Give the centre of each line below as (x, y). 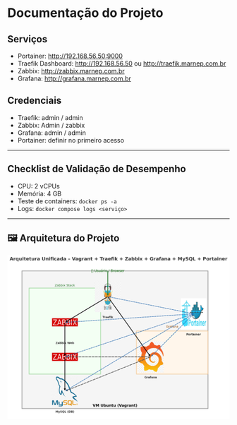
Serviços (28, 39)
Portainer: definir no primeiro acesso (71, 140)
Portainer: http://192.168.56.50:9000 (70, 56)
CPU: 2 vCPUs (38, 186)
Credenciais (35, 101)
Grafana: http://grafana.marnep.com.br (74, 78)
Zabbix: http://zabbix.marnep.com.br (71, 71)
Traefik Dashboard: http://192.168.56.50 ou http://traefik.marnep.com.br (122, 64)
